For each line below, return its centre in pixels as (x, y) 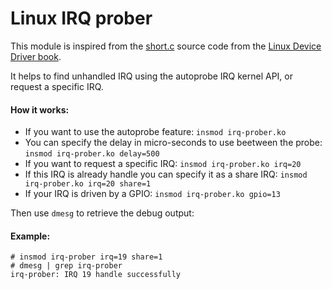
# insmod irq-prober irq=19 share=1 (86, 257)
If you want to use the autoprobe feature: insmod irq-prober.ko (155, 132)
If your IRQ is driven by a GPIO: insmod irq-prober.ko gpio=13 (152, 194)
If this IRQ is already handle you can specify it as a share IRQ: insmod (166, 174)
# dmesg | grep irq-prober (66, 266)
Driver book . (36, 56)
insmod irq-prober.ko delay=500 (92, 154)
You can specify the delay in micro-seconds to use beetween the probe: (173, 143)
